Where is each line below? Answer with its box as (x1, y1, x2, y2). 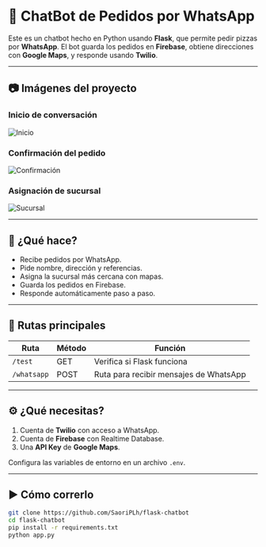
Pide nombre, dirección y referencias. (19, 264, 142, 273)
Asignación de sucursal (8, 185, 101, 196)
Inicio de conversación (8, 110, 97, 121)
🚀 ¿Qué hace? (8, 233, 78, 247)
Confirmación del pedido (8, 147, 106, 158)
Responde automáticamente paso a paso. (19, 289, 156, 299)
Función (154, 342, 186, 353)
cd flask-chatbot (8, 516, 66, 525)
